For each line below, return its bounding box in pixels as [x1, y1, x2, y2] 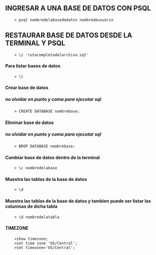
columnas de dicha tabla [5, 203, 58, 209]
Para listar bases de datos [5, 63, 61, 69]
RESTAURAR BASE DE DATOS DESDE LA [5, 31, 132, 40]
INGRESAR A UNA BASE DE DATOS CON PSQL [5, 4, 151, 13]
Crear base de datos [5, 85, 49, 91]
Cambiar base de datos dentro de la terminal [5, 154, 100, 160]
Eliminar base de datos [5, 119, 54, 125]
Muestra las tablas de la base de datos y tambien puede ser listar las [5, 198, 151, 204]
